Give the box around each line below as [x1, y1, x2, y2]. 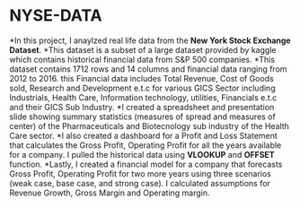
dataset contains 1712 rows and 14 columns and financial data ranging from [9, 64, 287, 74]
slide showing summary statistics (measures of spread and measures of [9, 111, 276, 122]
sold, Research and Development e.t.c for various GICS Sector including [9, 82, 276, 93]
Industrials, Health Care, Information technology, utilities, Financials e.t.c [9, 91, 278, 103]
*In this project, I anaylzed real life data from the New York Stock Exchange [9, 35, 291, 46]
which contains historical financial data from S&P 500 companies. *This [9, 54, 276, 65]
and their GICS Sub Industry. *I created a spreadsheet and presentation [9, 101, 275, 112]
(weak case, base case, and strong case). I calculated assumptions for [9, 177, 271, 188]
